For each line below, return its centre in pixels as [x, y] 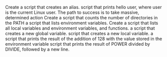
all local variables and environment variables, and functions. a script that [80, 28]
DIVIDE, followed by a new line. [37, 49]
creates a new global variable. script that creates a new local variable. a [79, 33]
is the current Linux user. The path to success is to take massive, [72, 12]
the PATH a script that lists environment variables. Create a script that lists [82, 23]
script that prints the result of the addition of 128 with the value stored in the [84, 39]
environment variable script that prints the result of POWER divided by [78, 44]
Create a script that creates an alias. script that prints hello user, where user [83, 7]
